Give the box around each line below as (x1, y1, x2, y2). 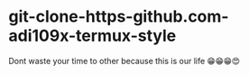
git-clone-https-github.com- (8, 6, 229, 27)
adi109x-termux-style (8, 25, 177, 46)
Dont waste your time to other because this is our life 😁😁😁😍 (8, 55, 241, 66)
